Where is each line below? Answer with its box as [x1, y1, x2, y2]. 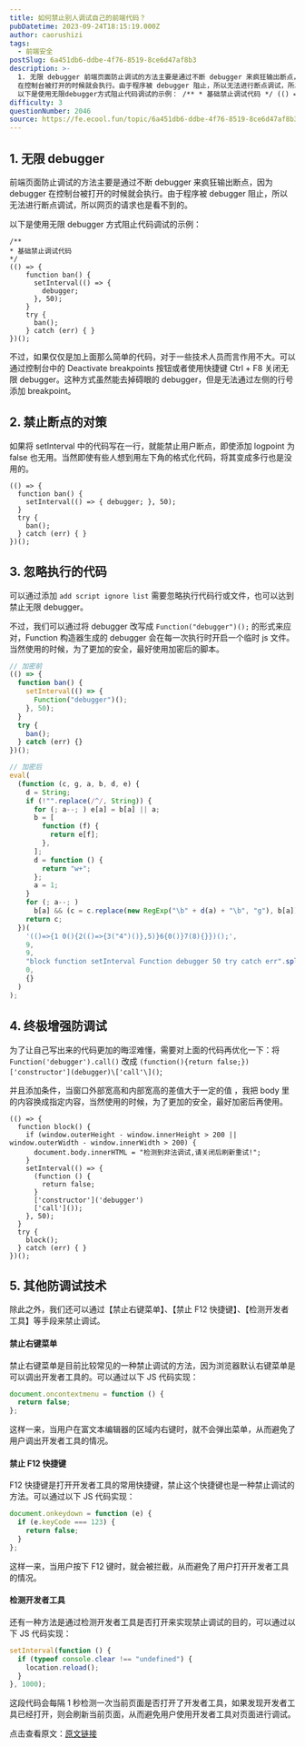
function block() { [17, 1122, 92, 1131]
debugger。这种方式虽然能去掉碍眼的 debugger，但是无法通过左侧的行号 [19, 374, 294, 385]
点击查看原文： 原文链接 [9, 1728, 97, 1739]
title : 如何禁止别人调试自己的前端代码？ [9, 13, 147, 23]
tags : [9, 38, 30, 48]
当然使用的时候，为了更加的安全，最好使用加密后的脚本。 [9, 643, 224, 654]
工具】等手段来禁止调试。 [9, 1316, 105, 1327]
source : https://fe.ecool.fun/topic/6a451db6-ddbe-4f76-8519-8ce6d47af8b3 [9, 115, 299, 124]
